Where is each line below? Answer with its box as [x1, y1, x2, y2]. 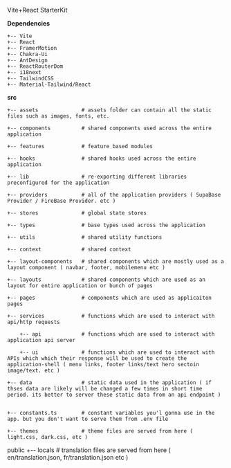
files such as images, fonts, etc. [7, 113, 110, 120]
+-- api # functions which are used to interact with [19, 331, 215, 338]
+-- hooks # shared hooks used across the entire [7, 155, 196, 162]
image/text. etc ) [7, 367, 60, 374]
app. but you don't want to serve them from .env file [7, 415, 169, 422]
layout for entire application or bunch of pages [7, 282, 154, 289]
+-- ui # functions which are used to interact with [19, 349, 215, 356]
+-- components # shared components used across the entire [7, 125, 212, 132]
